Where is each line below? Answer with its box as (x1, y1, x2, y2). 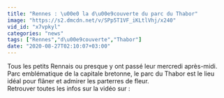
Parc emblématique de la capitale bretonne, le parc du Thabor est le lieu (7, 69, 215, 78)
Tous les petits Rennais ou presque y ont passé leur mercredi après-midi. (7, 62, 218, 70)
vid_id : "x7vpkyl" (7, 23, 61, 30)
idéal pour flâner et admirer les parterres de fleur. (7, 77, 149, 85)
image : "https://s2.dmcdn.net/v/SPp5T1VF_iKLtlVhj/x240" (7, 17, 177, 24)
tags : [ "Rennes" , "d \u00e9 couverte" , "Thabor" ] (7, 36, 142, 43)
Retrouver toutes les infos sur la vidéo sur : (7, 85, 130, 92)
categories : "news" (7, 29, 64, 37)
